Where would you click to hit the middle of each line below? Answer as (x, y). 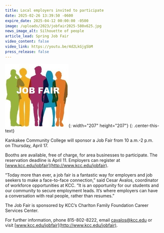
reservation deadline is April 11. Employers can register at (63, 160)
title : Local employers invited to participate (55, 10)
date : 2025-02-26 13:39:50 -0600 (39, 15)
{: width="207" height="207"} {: (101, 126)
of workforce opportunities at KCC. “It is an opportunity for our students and (82, 185)
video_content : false (27, 42)
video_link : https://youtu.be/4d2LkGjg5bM (49, 47)
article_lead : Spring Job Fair (37, 36)
